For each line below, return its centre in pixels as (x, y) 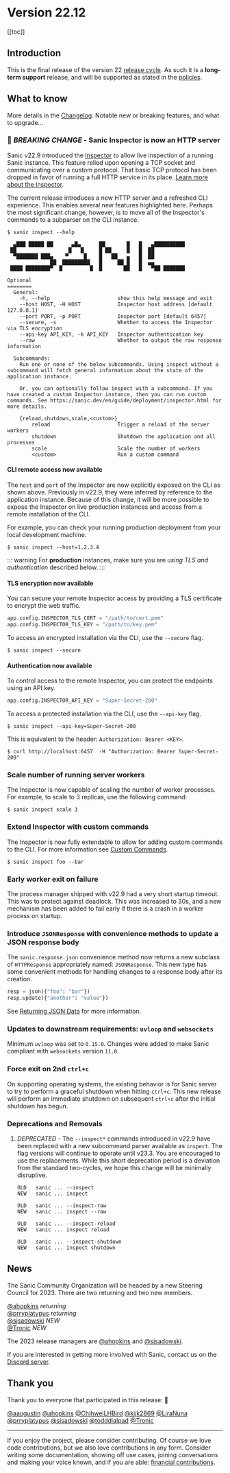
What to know (37, 99)
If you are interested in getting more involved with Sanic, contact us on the (112, 1354)
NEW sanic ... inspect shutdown (66, 1248)
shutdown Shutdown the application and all (124, 436)
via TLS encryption (35, 328)
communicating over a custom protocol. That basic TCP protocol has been (112, 170)
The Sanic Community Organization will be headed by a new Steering (105, 1285)
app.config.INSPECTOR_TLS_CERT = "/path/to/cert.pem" (86, 618)
